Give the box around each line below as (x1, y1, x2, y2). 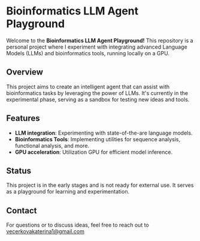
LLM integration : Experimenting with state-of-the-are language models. (14, 129, 193, 136)
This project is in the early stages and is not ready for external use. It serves (6, 182, 194, 189)
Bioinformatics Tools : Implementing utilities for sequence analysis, (14, 135, 181, 142)
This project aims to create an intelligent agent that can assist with (6, 83, 169, 90)
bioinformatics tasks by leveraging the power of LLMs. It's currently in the (6, 89, 189, 97)
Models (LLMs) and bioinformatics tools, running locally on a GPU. (6, 49, 169, 56)
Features (6, 113, 40, 124)
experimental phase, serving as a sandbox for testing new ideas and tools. (6, 96, 190, 103)
